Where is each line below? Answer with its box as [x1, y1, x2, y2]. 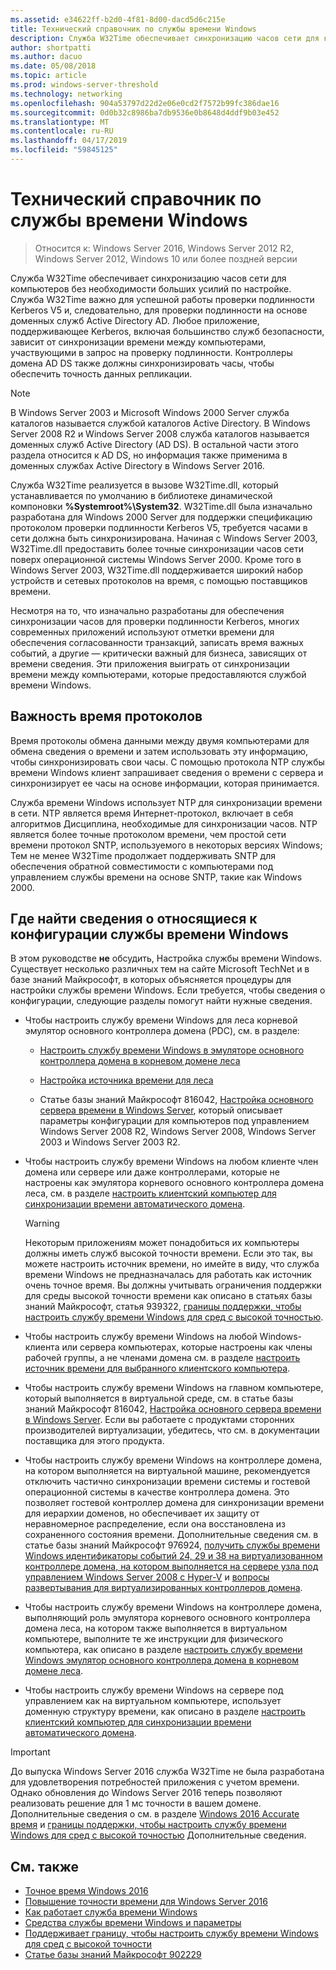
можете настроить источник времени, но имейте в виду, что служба [24, 1258, 320, 1270]
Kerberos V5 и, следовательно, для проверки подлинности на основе [10, 304, 308, 316]
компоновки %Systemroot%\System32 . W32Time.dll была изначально [10, 500, 313, 512]
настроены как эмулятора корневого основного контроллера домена [24, 1177, 325, 1189]
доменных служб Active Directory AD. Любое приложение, [10, 314, 260, 326]
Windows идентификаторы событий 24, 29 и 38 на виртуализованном [24, 1550, 323, 1562]
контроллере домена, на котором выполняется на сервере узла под [24, 1561, 319, 1573]
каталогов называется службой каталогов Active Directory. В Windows [10, 417, 311, 429]
